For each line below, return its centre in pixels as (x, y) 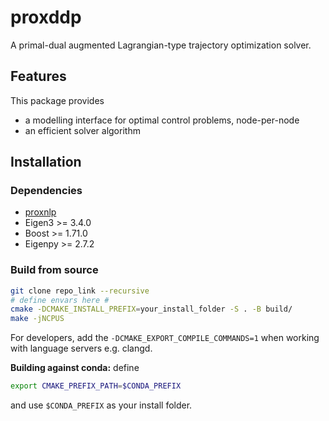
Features (38, 76)
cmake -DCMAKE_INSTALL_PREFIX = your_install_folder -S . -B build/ (151, 309)
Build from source (54, 270)
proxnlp (40, 212)
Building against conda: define (75, 368)
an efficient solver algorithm (82, 130)
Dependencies (46, 191)
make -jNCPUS (37, 319)
